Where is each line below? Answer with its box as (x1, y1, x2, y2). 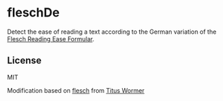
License (7, 55, 42, 67)
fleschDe (7, 5, 60, 21)
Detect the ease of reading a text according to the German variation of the (7, 27, 217, 36)
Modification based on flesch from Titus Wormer (7, 86, 145, 94)
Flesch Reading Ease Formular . (7, 34, 95, 43)
